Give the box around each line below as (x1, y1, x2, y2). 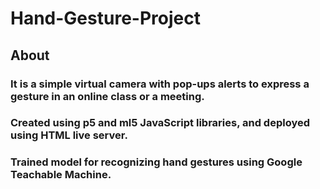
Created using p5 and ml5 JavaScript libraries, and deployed (10, 116, 311, 130)
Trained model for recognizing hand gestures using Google (10, 155, 303, 169)
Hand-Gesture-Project (10, 7, 201, 30)
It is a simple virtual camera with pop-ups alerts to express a (10, 77, 310, 91)
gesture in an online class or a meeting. (10, 89, 205, 103)
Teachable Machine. (10, 168, 112, 182)
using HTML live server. (10, 128, 128, 142)
